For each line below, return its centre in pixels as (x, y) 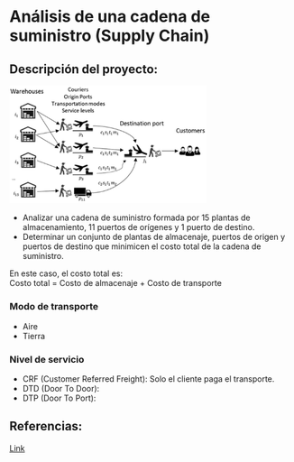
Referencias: (46, 426)
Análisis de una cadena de (110, 17)
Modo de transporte (54, 307)
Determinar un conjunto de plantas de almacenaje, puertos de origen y (154, 237)
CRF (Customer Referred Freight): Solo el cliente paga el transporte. (148, 379)
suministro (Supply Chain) (110, 36)
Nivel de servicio (47, 359)
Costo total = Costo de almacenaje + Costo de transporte (116, 283)
